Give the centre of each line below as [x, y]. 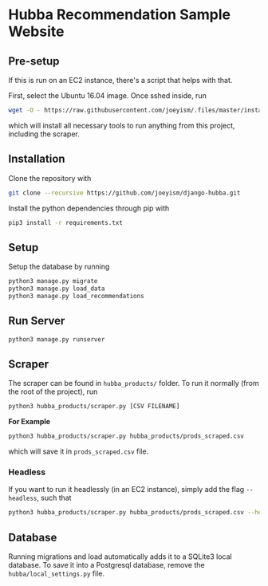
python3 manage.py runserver [57, 339]
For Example [29, 422]
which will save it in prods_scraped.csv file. [79, 451]
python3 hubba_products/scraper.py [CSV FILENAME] [94, 407]
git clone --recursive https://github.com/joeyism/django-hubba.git [124, 193]
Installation [37, 159]
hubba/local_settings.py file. [57, 574]
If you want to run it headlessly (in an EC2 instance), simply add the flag [126, 490]
